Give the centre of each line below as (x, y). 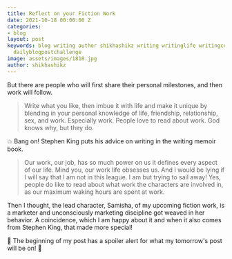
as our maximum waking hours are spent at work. (94, 192)
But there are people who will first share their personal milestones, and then (115, 84)
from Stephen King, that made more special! (70, 227)
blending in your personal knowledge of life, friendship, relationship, (121, 113)
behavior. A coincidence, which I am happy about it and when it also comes (115, 220)
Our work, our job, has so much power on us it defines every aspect (120, 162)
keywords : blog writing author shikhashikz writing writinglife (101, 46)
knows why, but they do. (59, 127)
